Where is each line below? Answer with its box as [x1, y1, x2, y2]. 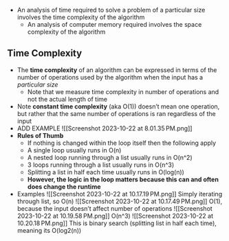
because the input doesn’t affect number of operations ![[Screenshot [17, 204, 213, 212]
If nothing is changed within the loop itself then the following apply [27, 139, 217, 147]
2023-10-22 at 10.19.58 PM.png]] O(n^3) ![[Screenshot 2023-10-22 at [17, 211, 213, 220]
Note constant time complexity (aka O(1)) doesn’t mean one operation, [17, 102, 220, 111]
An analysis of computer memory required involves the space [27, 21, 202, 28]
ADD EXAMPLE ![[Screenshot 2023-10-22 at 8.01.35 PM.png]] [17, 124, 193, 133]
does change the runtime [27, 182, 101, 191]
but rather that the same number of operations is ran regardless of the [17, 109, 216, 117]
